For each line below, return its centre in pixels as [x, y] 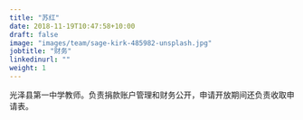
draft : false [34, 34]
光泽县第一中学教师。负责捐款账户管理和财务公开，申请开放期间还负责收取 [148, 95]
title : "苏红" [35, 18]
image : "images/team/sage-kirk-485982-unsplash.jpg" [111, 43]
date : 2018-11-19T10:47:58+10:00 [72, 26]
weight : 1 [28, 69]
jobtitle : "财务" [41, 51]
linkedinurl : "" [40, 60]
